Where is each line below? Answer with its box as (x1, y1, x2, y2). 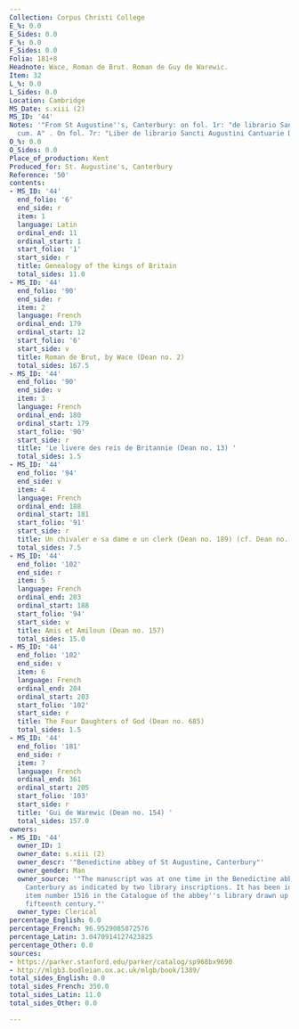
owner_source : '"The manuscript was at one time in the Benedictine (17, 874, 277, 883)
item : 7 (17, 758, 46, 767)
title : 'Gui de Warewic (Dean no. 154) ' (17, 808, 174, 817)
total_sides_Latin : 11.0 (9, 991, 101, 1000)
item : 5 (17, 576, 46, 585)
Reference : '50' (9, 170, 69, 179)
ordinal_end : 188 (17, 502, 82, 510)
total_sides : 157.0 (17, 816, 90, 825)
